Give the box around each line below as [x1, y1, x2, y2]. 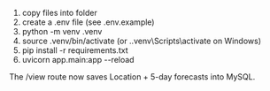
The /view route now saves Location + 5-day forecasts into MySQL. [9, 72, 256, 82]
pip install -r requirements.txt [21, 45, 128, 56]
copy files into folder [21, 8, 97, 18]
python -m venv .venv [21, 27, 103, 36]
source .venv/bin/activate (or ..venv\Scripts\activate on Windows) [21, 35, 261, 46]
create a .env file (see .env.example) [21, 17, 155, 27]
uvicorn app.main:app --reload [21, 55, 135, 64]
